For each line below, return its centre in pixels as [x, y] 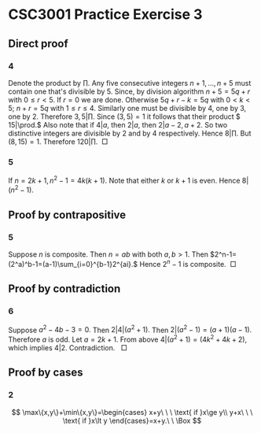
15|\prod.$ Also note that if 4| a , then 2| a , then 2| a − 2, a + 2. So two [118, 124]
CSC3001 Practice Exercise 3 [105, 15]
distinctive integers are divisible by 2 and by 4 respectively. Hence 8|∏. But [130, 133]
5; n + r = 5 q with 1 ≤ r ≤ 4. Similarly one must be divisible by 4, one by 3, [127, 108]
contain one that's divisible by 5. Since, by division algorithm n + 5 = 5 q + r [129, 91]
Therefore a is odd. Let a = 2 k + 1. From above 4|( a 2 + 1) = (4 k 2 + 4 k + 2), [128, 339]
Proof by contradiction [64, 289]
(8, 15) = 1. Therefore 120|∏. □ [58, 141]
